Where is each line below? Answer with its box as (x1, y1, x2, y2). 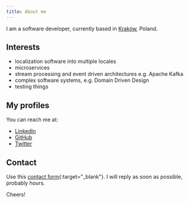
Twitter (14, 140, 33, 147)
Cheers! (6, 191, 26, 198)
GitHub (14, 134, 33, 141)
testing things (14, 83, 49, 90)
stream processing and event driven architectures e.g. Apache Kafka (14, 71, 184, 78)
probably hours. (6, 179, 46, 187)
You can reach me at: (6, 116, 58, 123)
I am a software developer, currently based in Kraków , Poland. (6, 25, 158, 32)
